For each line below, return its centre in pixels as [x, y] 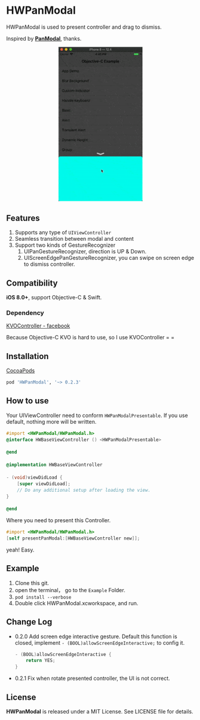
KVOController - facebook [38, 326]
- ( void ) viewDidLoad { [34, 477]
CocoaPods [21, 370]
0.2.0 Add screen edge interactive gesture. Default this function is [96, 636]
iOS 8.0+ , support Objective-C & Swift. [54, 297]
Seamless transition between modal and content [74, 239]
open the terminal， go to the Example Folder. [70, 590]
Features [23, 218]
